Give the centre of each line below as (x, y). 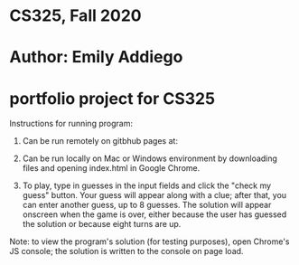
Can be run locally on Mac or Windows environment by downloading (150, 158)
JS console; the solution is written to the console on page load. (126, 251)
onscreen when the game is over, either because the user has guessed (154, 214)
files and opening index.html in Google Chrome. (111, 168)
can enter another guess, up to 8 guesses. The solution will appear (147, 205)
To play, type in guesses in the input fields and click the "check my (147, 185)
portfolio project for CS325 (112, 98)
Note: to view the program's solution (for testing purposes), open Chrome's (150, 241)
